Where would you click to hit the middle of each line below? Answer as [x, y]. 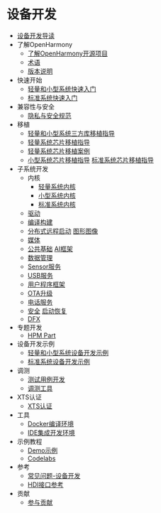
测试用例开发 [46, 379]
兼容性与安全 [35, 107]
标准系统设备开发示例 [59, 361]
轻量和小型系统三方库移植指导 [71, 133]
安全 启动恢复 [47, 310]
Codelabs [41, 458]
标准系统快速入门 [52, 97]
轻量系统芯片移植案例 [59, 151]
